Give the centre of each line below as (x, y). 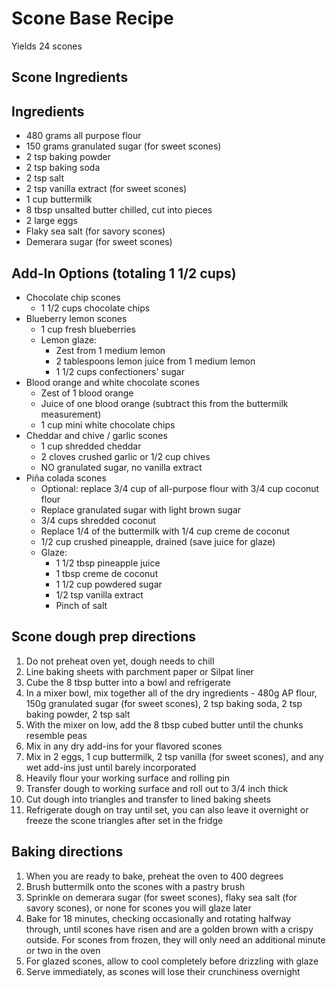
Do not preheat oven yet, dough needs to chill (120, 661)
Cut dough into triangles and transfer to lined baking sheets (148, 799)
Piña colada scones (66, 478)
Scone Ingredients (70, 77)
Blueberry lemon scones (76, 318)
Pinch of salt (81, 605)
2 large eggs (51, 221)
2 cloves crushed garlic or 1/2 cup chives (125, 456)
